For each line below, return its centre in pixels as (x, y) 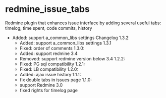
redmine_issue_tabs (48, 9)
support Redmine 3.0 (41, 85)
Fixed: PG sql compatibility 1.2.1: (52, 64)
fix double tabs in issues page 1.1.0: (56, 80)
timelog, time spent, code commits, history (49, 28)
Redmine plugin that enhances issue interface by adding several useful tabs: (83, 23)
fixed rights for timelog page (49, 90)
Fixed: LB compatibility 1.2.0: (49, 69)
